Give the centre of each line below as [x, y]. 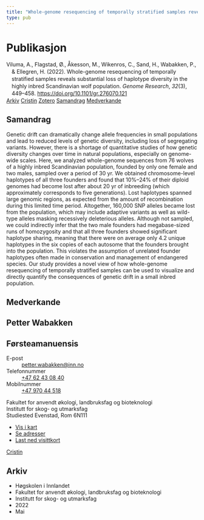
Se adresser [30, 434]
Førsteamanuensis [42, 344]
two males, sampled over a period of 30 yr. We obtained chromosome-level [101, 173]
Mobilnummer [24, 384]
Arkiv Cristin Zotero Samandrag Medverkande [64, 100]
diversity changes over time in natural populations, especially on [87, 153]
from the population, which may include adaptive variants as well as [91, 212]
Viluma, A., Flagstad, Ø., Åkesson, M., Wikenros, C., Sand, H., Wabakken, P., [101, 65]
